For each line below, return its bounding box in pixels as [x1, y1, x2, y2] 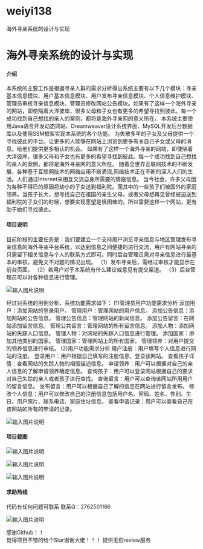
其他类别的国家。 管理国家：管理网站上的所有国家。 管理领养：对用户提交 [11, 337, 195, 344]
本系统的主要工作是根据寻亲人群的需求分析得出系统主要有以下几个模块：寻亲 [6, 85, 197, 92]
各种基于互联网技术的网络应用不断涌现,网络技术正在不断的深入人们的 [16, 168, 188, 175]
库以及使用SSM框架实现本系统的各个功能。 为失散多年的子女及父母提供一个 [6, 130, 195, 138]
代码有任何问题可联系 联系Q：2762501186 [6, 503, 111, 510]
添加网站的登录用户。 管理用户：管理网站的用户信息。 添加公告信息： [16, 307, 189, 314]
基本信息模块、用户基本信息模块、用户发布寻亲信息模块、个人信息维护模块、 [6, 92, 197, 99]
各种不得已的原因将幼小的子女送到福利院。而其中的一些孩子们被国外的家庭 [11, 183, 197, 190]
